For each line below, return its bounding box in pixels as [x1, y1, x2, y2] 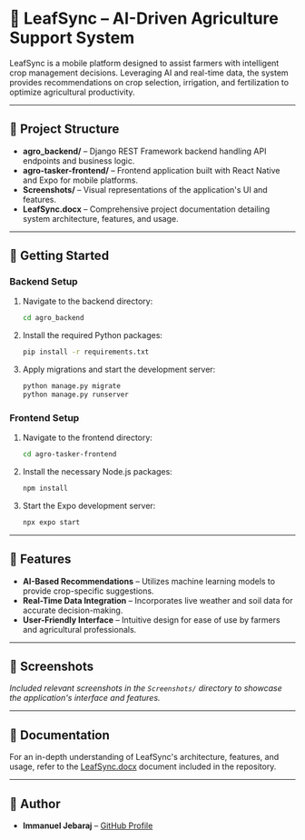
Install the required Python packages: [22, 330, 163, 341]
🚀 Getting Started [9, 248, 110, 264]
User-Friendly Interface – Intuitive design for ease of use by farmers [22, 614, 280, 625]
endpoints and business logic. [22, 155, 135, 166]
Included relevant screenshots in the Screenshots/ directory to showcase [9, 683, 283, 694]
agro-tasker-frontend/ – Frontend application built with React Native [22, 165, 280, 175]
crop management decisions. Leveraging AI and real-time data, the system [9, 67, 289, 78]
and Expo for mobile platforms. [22, 175, 139, 185]
